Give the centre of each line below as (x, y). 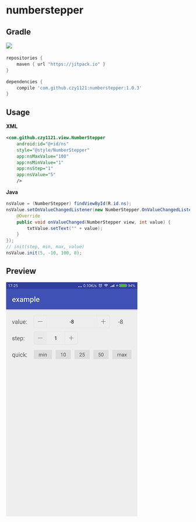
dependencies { (24, 82)
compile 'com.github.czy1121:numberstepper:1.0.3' (79, 88)
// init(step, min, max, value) (45, 247)
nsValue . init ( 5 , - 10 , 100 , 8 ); (44, 253)
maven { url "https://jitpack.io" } (61, 64)
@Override (29, 216)
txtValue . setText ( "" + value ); (65, 228)
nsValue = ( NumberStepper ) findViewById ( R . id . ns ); (69, 204)
